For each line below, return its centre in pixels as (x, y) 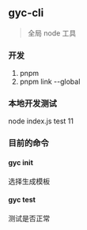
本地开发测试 (33, 104)
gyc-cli (26, 13)
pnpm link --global (50, 81)
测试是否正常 (29, 218)
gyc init (21, 162)
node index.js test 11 (41, 121)
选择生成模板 (29, 181)
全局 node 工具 (52, 33)
